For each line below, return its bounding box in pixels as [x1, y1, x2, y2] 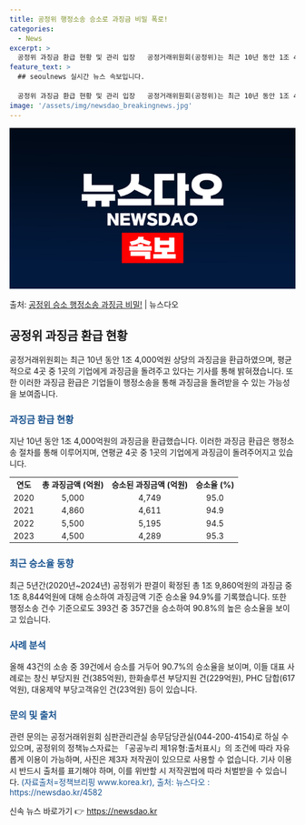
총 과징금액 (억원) [42, 478, 104, 490]
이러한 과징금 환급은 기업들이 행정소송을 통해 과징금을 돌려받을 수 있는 [18, 377, 266, 387]
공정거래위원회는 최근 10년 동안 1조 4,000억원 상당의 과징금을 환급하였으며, [9, 354, 276, 365]
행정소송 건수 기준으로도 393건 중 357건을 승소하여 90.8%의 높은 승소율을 [9, 602, 274, 613]
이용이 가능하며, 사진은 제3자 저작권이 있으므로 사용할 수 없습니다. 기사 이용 [25, 754, 292, 765]
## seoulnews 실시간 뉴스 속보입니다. [17, 73, 145, 82]
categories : [9, 24, 54, 34]
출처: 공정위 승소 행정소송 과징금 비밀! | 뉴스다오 [9, 299, 179, 309]
